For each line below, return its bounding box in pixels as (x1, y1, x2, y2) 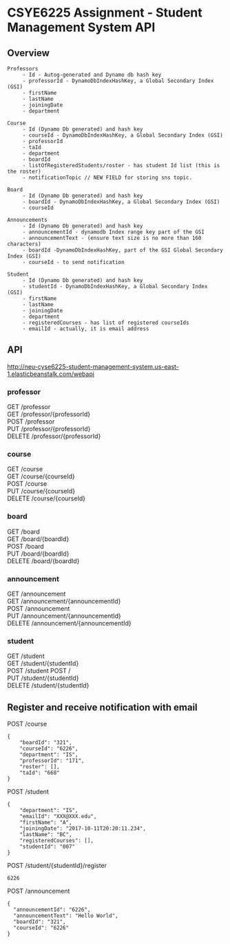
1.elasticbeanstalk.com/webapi (7, 370, 95, 378)
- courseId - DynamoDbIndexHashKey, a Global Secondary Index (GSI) (22, 132, 224, 139)
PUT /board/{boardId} (7, 549, 70, 558)
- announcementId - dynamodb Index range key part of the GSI (22, 229, 205, 236)
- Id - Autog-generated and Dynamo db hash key (22, 71, 162, 78)
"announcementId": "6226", (13, 907, 91, 914)
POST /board (7, 542, 45, 550)
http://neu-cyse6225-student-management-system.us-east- (7, 362, 179, 370)
